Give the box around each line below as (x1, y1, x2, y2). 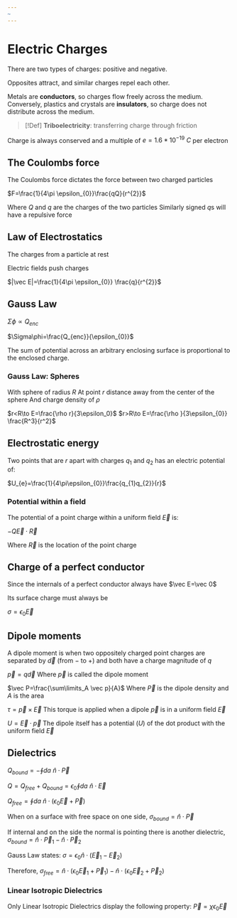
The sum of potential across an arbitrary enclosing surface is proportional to (7, 346, 231, 355)
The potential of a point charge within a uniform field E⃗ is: (7, 513, 179, 521)
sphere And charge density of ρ (7, 395, 101, 404)
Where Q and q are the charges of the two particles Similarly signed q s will (7, 203, 226, 212)
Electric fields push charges (7, 264, 89, 272)
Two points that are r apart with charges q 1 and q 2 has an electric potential (7, 456, 226, 466)
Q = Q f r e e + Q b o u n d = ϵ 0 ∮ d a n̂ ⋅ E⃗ (7, 781, 106, 791)
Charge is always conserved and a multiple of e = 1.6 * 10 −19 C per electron (7, 134, 228, 144)
